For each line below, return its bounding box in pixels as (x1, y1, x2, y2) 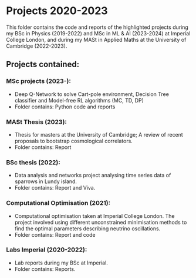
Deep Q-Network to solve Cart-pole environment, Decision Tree (14, 90, 169, 98)
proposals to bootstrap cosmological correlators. (14, 137, 133, 144)
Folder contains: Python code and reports (14, 103, 116, 110)
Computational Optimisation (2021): (6, 199, 110, 207)
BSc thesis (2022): (6, 158, 60, 166)
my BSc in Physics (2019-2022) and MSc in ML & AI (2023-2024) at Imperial (6, 29, 191, 37)
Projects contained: (6, 59, 80, 69)
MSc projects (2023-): (6, 77, 72, 85)
